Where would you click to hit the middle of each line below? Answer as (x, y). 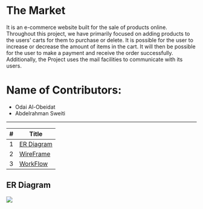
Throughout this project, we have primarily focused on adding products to (98, 33)
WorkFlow (34, 164)
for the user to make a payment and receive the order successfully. (90, 53)
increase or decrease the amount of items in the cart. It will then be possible (101, 47)
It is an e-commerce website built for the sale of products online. (87, 27)
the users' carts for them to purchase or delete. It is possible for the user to (100, 40)
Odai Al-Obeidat (35, 107)
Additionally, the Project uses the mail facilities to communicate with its (95, 59)
